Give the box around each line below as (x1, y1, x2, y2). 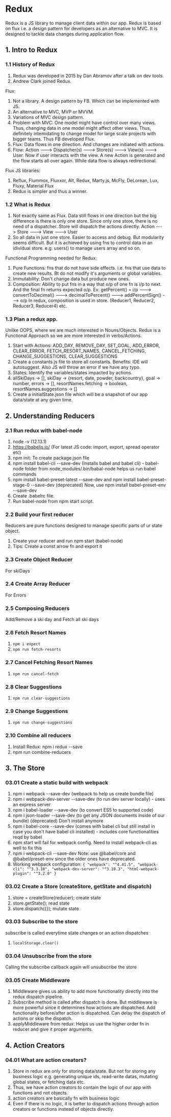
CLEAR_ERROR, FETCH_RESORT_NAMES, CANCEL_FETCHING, (12, 348, 146, 354)
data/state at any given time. (12, 397, 73, 403)
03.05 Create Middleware (5, 977, 70, 984)
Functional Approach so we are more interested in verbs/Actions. (5, 332, 142, 339)
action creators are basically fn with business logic (12, 1095, 120, 1101)
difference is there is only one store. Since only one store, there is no (12, 218, 158, 224)
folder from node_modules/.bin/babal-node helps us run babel (25, 465, 156, 471)
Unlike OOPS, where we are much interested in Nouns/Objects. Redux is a (5, 327, 161, 334)
